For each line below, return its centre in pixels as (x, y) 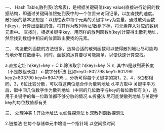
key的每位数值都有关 (26, 102)
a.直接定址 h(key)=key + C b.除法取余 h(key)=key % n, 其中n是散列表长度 (80, 65)
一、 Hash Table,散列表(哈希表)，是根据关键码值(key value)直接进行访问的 (80, 7)
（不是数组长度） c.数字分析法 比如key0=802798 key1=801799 (69, 71)
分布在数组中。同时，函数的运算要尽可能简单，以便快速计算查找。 (81, 55)
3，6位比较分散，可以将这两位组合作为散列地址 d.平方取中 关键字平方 (84, 84)
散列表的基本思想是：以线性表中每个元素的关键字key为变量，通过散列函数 (80, 20)
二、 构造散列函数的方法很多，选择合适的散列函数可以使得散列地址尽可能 (79, 49)
